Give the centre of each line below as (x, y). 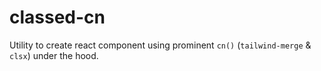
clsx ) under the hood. (54, 55)
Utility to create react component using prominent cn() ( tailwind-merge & (160, 45)
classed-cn (57, 17)
